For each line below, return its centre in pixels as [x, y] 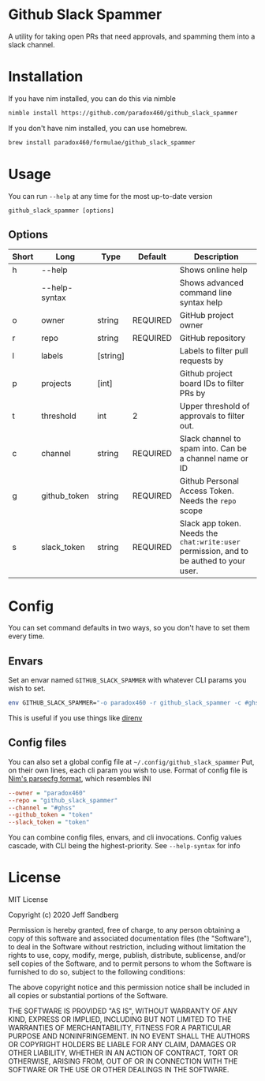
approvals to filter [212, 416]
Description [216, 256]
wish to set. [27, 689]
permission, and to [214, 552]
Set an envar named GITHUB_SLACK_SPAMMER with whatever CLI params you [127, 680]
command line [206, 293]
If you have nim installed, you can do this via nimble [92, 98]
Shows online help [214, 270]
